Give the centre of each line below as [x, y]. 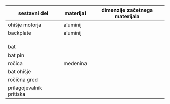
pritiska [17, 94]
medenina [75, 63]
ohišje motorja [25, 25]
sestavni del [33, 13]
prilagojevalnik [25, 88]
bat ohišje [19, 71]
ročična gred [23, 80]
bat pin [16, 55]
